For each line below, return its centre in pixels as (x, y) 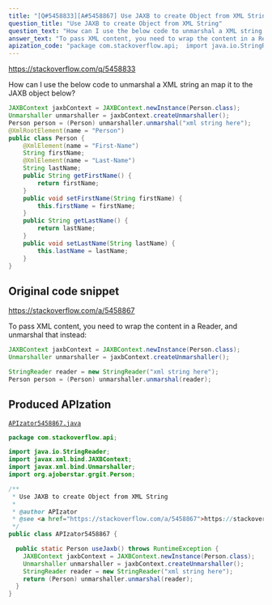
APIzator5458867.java (45, 423)
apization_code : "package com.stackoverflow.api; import (108, 46)
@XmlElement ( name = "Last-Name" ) (79, 161)
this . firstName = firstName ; (87, 206)
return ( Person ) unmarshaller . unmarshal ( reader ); (108, 579)
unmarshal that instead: (48, 335)
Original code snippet (64, 291)
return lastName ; (66, 228)
